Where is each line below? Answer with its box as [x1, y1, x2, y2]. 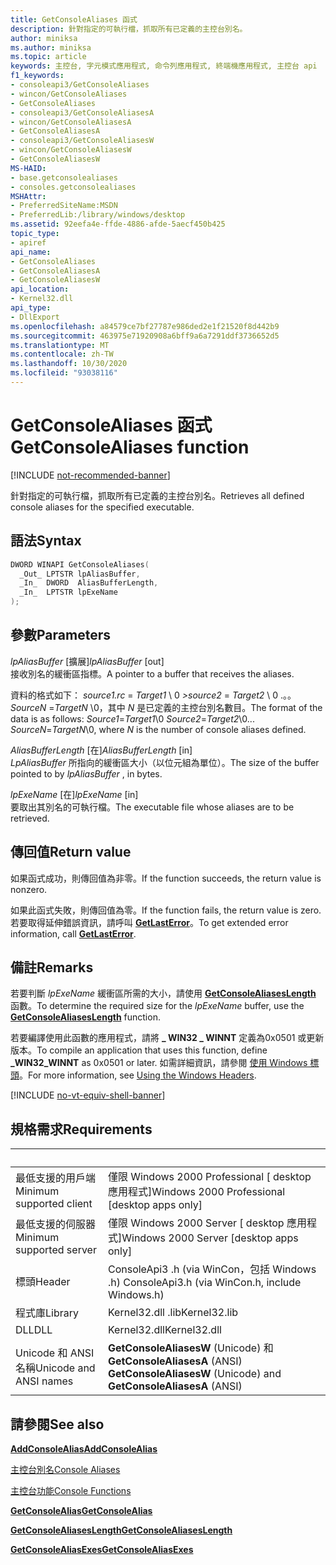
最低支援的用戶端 [15, 1171, 97, 1185]
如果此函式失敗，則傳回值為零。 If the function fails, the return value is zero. [10, 904, 322, 916]
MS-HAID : [10, 163, 47, 173]
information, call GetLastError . [10, 927, 137, 940]
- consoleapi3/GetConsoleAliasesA [10, 107, 155, 118]
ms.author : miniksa [10, 42, 92, 53]
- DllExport [10, 312, 60, 322]
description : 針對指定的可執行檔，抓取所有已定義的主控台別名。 [10, 24, 248, 34]
